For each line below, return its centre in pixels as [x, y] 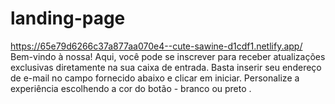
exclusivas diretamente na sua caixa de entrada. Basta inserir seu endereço [166, 67]
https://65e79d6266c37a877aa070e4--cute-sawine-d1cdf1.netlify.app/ [156, 46]
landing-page [68, 18]
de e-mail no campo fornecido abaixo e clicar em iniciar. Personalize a [155, 78]
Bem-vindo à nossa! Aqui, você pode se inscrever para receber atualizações [168, 56]
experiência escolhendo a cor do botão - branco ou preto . [131, 88]
